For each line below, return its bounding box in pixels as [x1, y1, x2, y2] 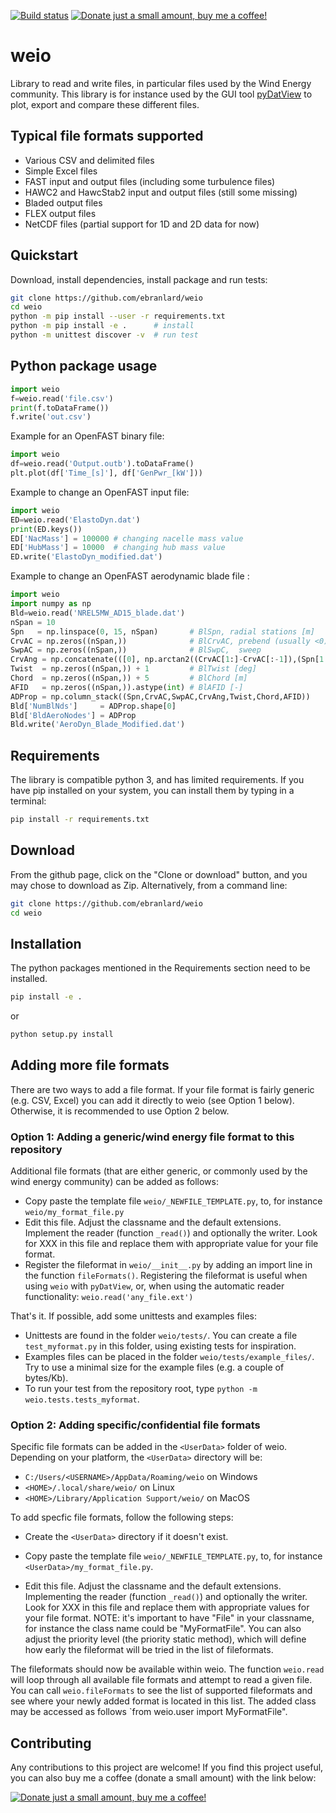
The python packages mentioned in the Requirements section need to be [10, 962, 311, 974]
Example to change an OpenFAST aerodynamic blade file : [10, 570, 250, 582]
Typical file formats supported [10, 128, 204, 145]
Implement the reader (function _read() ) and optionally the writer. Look [24, 1227, 318, 1239]
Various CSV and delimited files [24, 154, 155, 166]
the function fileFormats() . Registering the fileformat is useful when [24, 1270, 308, 1282]
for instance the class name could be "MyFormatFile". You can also [24, 1623, 302, 1635]
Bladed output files [24, 196, 103, 209]
